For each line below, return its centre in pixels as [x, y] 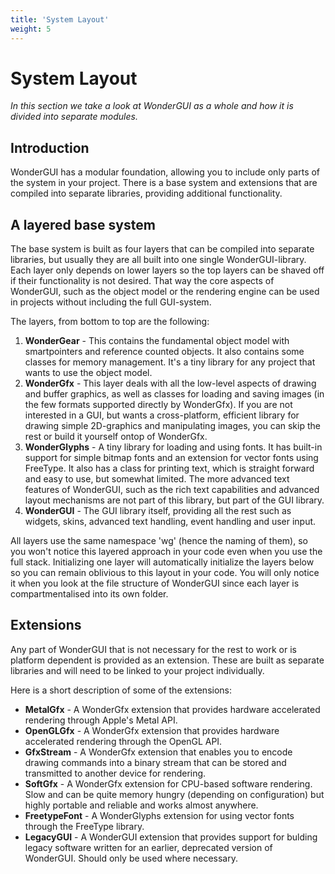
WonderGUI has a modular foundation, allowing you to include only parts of [165, 172]
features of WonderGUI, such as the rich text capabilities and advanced [172, 490]
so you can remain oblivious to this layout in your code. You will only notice [165, 573]
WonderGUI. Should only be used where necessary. [131, 858]
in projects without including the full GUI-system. [111, 302]
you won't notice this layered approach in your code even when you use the [166, 552]
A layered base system [83, 224]
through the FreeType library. [84, 826]
